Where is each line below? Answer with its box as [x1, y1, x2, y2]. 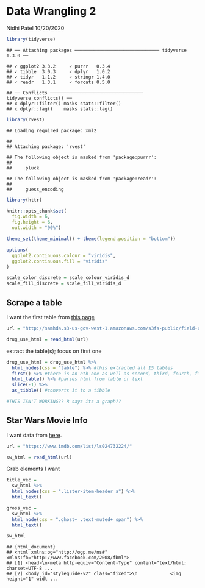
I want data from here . [6, 431, 62, 439]
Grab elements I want [6, 465, 60, 473]
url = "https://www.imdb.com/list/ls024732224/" [6, 443, 132, 449]
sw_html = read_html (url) [6, 454, 72, 461]
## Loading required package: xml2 [6, 127, 97, 133]
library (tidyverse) [6, 36, 56, 42]
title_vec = [6, 477, 37, 483]
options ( [6, 247, 29, 253]
